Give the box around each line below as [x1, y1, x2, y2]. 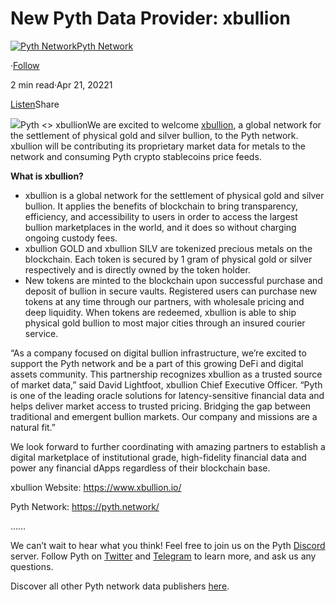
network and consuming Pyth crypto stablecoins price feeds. [10, 150, 262, 162]
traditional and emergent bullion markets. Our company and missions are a [10, 410, 318, 422]
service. [24, 327, 59, 339]
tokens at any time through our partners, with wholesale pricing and [24, 295, 305, 307]
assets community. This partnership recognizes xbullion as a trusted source [10, 368, 323, 380]
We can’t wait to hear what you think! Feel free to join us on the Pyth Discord [10, 539, 326, 551]
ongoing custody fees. [24, 232, 118, 244]
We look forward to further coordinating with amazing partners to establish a [10, 440, 326, 452]
